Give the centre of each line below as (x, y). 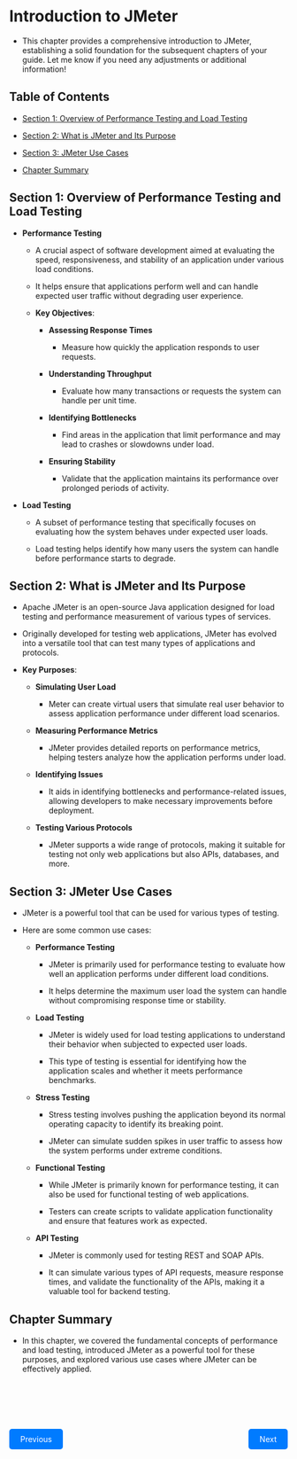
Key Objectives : (65, 313)
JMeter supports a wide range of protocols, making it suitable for (167, 845)
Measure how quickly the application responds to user (160, 347)
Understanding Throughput (100, 373)
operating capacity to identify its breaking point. (136, 1124)
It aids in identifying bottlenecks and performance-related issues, (168, 792)
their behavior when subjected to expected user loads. (148, 1044)
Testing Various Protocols (84, 828)
